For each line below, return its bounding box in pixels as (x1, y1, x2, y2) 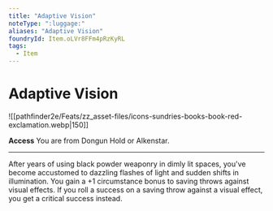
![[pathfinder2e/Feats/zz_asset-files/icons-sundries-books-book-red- (8, 111, 243, 121)
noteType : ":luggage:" (8, 19, 85, 28)
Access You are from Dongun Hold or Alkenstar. (8, 136, 170, 145)
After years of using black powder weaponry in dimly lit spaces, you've (8, 159, 246, 169)
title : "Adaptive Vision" (8, 11, 96, 20)
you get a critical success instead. (8, 193, 123, 203)
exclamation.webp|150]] (8, 119, 89, 130)
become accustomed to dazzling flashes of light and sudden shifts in (8, 167, 240, 177)
